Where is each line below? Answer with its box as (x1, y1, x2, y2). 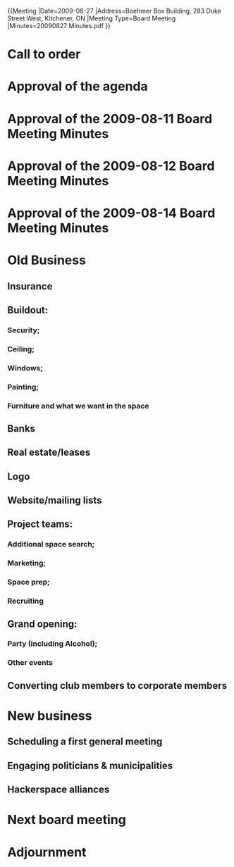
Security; (7, 325, 40, 335)
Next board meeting (7, 812, 127, 828)
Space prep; (7, 578, 51, 587)
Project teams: (7, 518, 73, 530)
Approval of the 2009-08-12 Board (7, 158, 215, 174)
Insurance (7, 280, 53, 292)
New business (7, 708, 92, 723)
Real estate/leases (7, 447, 91, 459)
